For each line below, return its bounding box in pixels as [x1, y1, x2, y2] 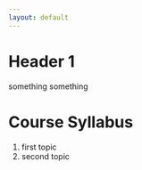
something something [8, 81, 88, 92]
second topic [21, 150, 71, 161]
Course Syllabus [8, 112, 134, 132]
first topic [21, 142, 57, 152]
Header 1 [8, 51, 75, 71]
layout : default [8, 12, 69, 22]
